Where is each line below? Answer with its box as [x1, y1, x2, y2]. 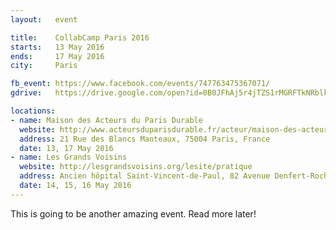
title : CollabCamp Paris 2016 [10, 32, 150, 43]
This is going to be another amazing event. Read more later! [10, 207, 257, 220]
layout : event [10, 14, 78, 25]
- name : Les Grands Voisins [10, 152, 128, 163]
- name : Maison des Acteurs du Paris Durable [10, 115, 203, 125]
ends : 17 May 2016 [10, 51, 105, 61]
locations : [10, 106, 56, 116]
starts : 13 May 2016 [10, 42, 105, 52]
